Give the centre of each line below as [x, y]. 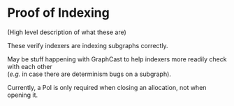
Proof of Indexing [58, 13]
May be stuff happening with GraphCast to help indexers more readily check [117, 59]
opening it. [23, 95]
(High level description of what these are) [67, 32]
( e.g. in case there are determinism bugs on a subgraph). [89, 74]
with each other [30, 66]
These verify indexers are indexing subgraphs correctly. [88, 45]
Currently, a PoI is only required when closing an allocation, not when [107, 87]
